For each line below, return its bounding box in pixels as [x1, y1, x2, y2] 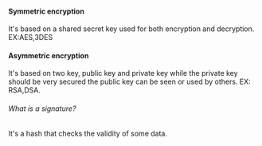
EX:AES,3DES [8, 33, 53, 42]
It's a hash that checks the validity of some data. [8, 128, 167, 138]
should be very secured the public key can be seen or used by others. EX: [8, 77, 251, 87]
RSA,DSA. [8, 85, 41, 95]
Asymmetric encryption [8, 50, 89, 60]
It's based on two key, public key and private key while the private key [8, 69, 238, 78]
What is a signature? [8, 104, 76, 113]
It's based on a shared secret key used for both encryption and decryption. [8, 24, 255, 34]
